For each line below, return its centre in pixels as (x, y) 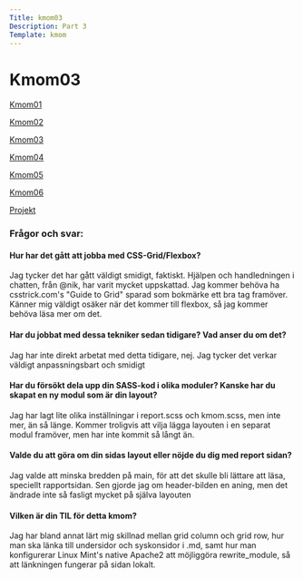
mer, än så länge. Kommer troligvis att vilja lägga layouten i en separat (140, 425)
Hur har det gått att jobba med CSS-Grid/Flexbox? (105, 255)
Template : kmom (38, 34)
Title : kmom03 (36, 18)
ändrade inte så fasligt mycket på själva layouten (101, 495)
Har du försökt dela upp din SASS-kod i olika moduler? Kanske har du (142, 386)
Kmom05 (26, 175)
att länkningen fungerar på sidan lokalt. (83, 564)
